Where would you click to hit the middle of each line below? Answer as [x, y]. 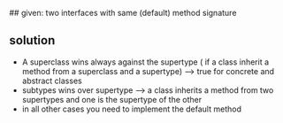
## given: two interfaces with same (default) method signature [123, 13]
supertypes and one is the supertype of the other [111, 99]
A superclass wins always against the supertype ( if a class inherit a [145, 62]
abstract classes [52, 81]
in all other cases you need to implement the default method [131, 109]
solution [32, 40]
